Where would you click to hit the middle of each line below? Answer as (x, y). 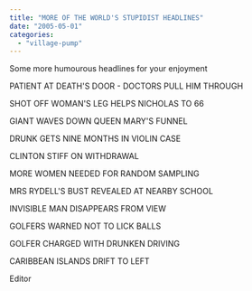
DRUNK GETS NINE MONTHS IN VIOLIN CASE (95, 139)
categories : (32, 34)
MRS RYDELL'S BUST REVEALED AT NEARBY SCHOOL (112, 192)
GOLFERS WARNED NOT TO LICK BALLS (85, 226)
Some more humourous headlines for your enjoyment (108, 69)
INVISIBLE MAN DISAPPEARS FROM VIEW (88, 209)
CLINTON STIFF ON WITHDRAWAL (75, 156)
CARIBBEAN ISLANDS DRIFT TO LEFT (80, 261)
